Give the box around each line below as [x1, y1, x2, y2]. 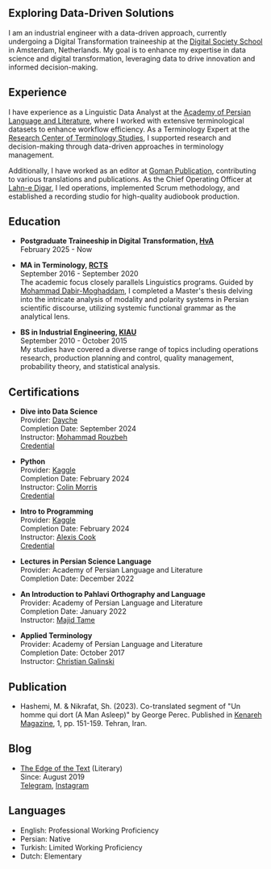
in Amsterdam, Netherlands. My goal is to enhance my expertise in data [8, 44, 246, 55]
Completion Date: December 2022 [19, 573, 135, 584]
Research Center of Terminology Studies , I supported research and [8, 132, 231, 142]
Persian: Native [19, 833, 71, 843]
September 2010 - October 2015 [19, 336, 127, 346]
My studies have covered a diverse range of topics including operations [19, 345, 259, 355]
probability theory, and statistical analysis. [19, 362, 161, 372]
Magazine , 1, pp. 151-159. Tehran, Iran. [19, 719, 148, 728]
